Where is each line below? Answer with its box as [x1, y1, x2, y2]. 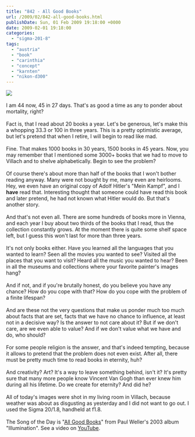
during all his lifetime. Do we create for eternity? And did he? [6, 381, 151, 389]
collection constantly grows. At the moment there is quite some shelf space [6, 226, 187, 233]
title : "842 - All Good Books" [6, 8, 82, 15]
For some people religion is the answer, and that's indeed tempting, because [6, 344, 190, 351]
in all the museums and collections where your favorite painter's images [6, 263, 179, 270]
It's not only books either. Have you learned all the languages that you [6, 245, 173, 252]
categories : [6, 30, 35, 36]
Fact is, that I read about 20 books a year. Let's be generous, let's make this [6, 120, 188, 127]
